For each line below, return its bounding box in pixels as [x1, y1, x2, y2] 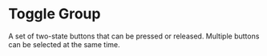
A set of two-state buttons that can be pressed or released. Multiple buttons [8, 31, 260, 41]
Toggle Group [8, 5, 101, 23]
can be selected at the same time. [8, 39, 120, 49]
